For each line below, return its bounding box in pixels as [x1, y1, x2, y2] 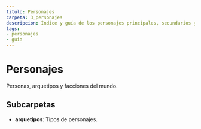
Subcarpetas [6, 100, 56, 110]
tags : [6, 25, 20, 32]
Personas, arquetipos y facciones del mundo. [6, 82, 118, 89]
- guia [6, 37, 23, 43]
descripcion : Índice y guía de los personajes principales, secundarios [6, 20, 191, 26]
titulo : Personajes [6, 8, 55, 15]
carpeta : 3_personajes [6, 14, 63, 20]
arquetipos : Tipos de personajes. [14, 115, 98, 123]
